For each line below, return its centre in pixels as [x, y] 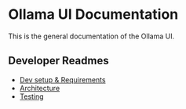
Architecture [40, 88]
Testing [32, 96]
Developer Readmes [58, 61]
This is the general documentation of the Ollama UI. [91, 36]
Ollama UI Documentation [93, 15]
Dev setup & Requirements [62, 79]
